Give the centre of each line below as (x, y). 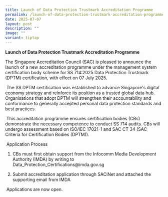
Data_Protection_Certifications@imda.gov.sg (58, 164)
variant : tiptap (22, 38)
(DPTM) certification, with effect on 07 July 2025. (56, 78)
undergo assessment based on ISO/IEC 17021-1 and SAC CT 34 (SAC (76, 129)
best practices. (20, 109)
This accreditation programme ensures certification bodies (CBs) (73, 118)
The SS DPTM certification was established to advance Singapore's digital (83, 87)
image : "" (15, 33)
